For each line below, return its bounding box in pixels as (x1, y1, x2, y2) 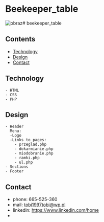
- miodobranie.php (14, 151, 54, 156)
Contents (5, 35, 36, 43)
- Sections (5, 164, 29, 169)
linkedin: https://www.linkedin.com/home (12, 207, 99, 213)
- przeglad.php (14, 142, 47, 147)
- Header (5, 124, 24, 129)
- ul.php (14, 160, 33, 165)
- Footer (5, 169, 24, 174)
